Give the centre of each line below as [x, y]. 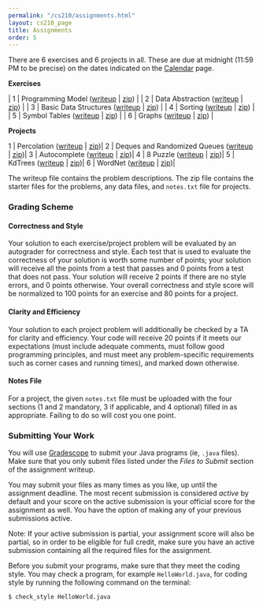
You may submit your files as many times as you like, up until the [113, 485]
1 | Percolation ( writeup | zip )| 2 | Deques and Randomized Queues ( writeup [131, 146]
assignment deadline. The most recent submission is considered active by [129, 493]
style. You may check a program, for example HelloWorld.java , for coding [128, 574]
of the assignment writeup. [52, 469]
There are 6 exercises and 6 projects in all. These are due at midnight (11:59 [131, 60]
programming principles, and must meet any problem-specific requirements [131, 354]
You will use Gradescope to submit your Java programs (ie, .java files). [124, 453]
